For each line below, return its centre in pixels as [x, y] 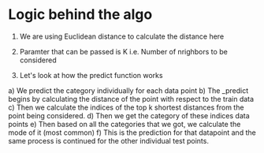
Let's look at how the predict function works [91, 75]
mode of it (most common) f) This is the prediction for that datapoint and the [132, 132]
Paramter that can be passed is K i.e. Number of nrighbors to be [124, 51]
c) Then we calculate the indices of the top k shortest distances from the [126, 107]
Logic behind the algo [80, 15]
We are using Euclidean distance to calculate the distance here [122, 36]
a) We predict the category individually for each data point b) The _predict [128, 90]
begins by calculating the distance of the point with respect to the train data [131, 99]
